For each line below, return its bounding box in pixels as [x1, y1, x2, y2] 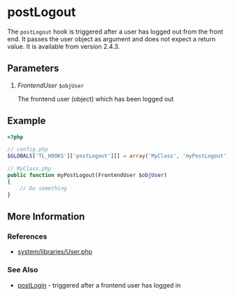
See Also [7, 265, 38, 275]
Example [7, 115, 46, 127]
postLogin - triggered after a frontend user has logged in [17, 281, 181, 289]
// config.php [7, 146, 49, 153]
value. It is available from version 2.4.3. [7, 42, 120, 50]
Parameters [7, 62, 59, 74]
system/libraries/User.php [17, 248, 93, 256]
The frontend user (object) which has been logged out [17, 94, 174, 103]
